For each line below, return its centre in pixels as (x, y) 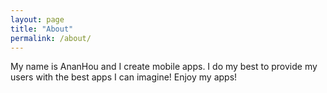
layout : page (37, 19)
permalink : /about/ (51, 38)
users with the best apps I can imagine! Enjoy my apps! (124, 77)
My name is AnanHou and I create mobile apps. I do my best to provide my (164, 67)
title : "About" (42, 29)
